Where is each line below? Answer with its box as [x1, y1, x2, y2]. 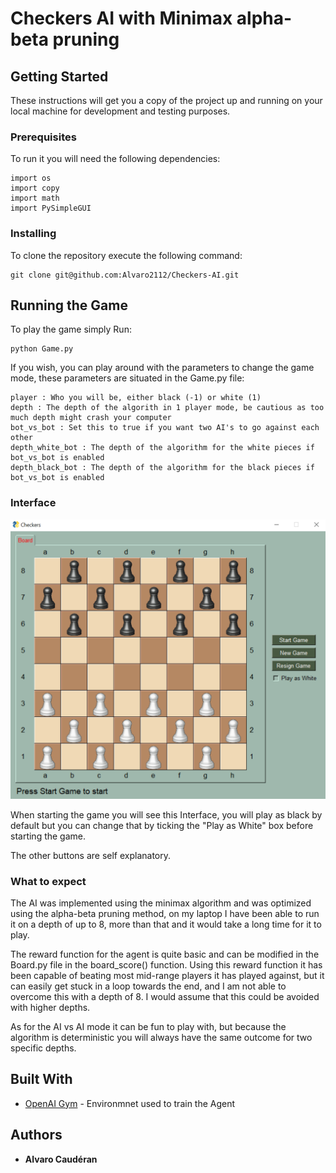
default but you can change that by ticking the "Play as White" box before [10, 819, 314, 831]
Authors [10, 1127, 63, 1144]
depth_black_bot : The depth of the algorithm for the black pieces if [10, 463, 315, 473]
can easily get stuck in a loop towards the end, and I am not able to [10, 980, 287, 992]
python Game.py [10, 344, 74, 354]
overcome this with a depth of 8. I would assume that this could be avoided [10, 990, 320, 1002]
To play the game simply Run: [10, 323, 132, 336]
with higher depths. [10, 1001, 91, 1013]
